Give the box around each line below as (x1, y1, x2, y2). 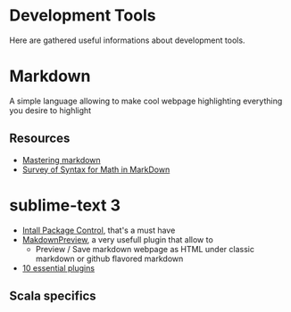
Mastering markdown (21, 154, 101, 165)
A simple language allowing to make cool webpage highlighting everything (9, 95, 283, 106)
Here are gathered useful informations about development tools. (9, 35, 245, 45)
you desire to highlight (9, 104, 92, 116)
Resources (9, 131, 71, 146)
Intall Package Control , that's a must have (21, 225, 176, 235)
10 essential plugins (21, 262, 96, 273)
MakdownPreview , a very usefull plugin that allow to (21, 234, 214, 245)
